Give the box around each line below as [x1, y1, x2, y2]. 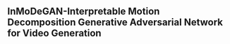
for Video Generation [7, 27, 102, 39]
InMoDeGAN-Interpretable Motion [7, 6, 160, 17]
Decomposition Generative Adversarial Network [7, 17, 224, 29]
